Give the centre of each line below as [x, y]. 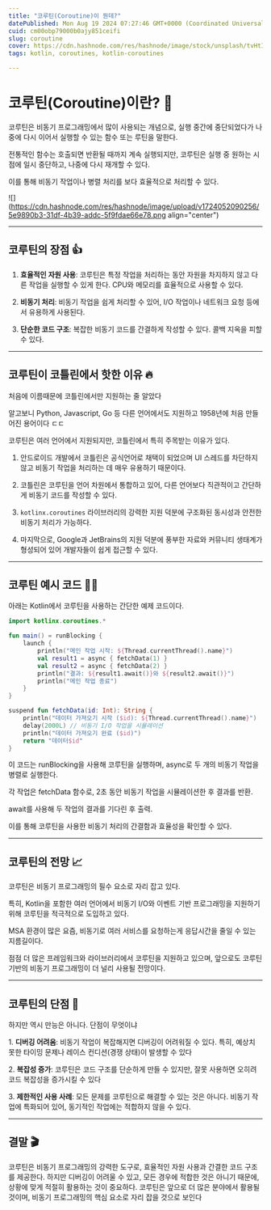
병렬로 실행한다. [33, 775]
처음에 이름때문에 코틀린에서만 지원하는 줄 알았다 [85, 396]
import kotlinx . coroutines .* [57, 621]
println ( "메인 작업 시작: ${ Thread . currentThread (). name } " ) [135, 651]
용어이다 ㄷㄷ [44, 423]
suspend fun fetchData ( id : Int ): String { [81, 711]
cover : [19, 46]
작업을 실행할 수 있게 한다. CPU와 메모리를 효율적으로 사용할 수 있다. [136, 285]
